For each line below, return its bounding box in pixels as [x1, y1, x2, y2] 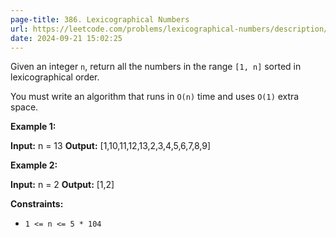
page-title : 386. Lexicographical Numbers [10, 14, 190, 25]
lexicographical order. [10, 71, 100, 83]
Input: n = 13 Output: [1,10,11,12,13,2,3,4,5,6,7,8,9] [10, 140, 212, 152]
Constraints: [10, 198, 64, 210]
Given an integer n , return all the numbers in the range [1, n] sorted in [10, 61, 302, 73]
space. [10, 101, 39, 113]
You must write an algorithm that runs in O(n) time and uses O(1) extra [10, 91, 300, 103]
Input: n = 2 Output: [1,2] [10, 179, 115, 191]
